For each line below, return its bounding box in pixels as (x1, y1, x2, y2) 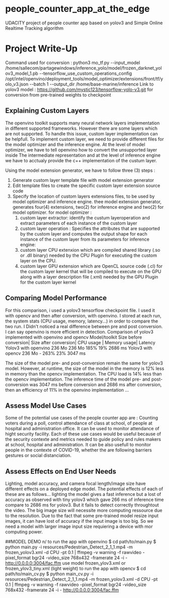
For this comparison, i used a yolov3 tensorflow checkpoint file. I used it (5, 307, 155, 313)
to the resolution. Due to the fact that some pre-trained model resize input (5, 513, 159, 519)
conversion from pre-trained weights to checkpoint (5, 91, 111, 98)
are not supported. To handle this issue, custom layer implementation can (5, 130, 158, 136)
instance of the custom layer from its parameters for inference (20, 236, 150, 242)
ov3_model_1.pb (5, 70, 39, 76)
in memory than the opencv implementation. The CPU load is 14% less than (5, 371, 162, 377)
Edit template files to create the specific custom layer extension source (12, 182, 160, 189)
